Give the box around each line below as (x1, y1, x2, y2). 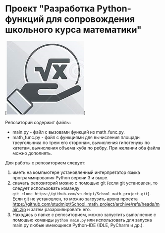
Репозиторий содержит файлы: (5, 119, 71, 125)
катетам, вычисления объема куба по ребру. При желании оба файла (12, 145, 161, 151)
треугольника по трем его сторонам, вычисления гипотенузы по (12, 140, 150, 146)
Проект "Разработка (5, 3, 95, 14)
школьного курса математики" (5, 24, 142, 35)
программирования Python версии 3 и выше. (12, 174, 109, 180)
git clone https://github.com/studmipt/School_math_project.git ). (12, 190, 151, 196)
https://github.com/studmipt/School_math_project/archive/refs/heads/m (12, 201, 160, 207)
